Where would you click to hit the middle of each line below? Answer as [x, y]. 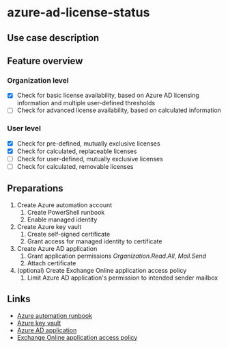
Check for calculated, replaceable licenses [77, 151]
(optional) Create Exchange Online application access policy [102, 270]
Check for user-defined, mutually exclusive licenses [90, 159]
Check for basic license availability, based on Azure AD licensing [108, 95]
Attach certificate [52, 263]
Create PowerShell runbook [66, 212]
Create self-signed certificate [69, 234]
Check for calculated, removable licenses [75, 166]
